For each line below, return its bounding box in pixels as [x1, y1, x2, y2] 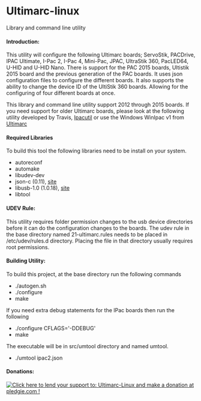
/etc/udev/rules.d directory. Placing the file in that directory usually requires [6, 237, 193, 244]
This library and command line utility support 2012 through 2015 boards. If [6, 101, 190, 109]
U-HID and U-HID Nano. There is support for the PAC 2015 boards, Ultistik [6, 64, 190, 71]
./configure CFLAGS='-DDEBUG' [14, 324, 96, 331]
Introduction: [6, 38, 40, 45]
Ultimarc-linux [6, 4, 80, 18]
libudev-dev [14, 172, 45, 179]
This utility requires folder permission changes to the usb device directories [6, 218, 193, 225]
